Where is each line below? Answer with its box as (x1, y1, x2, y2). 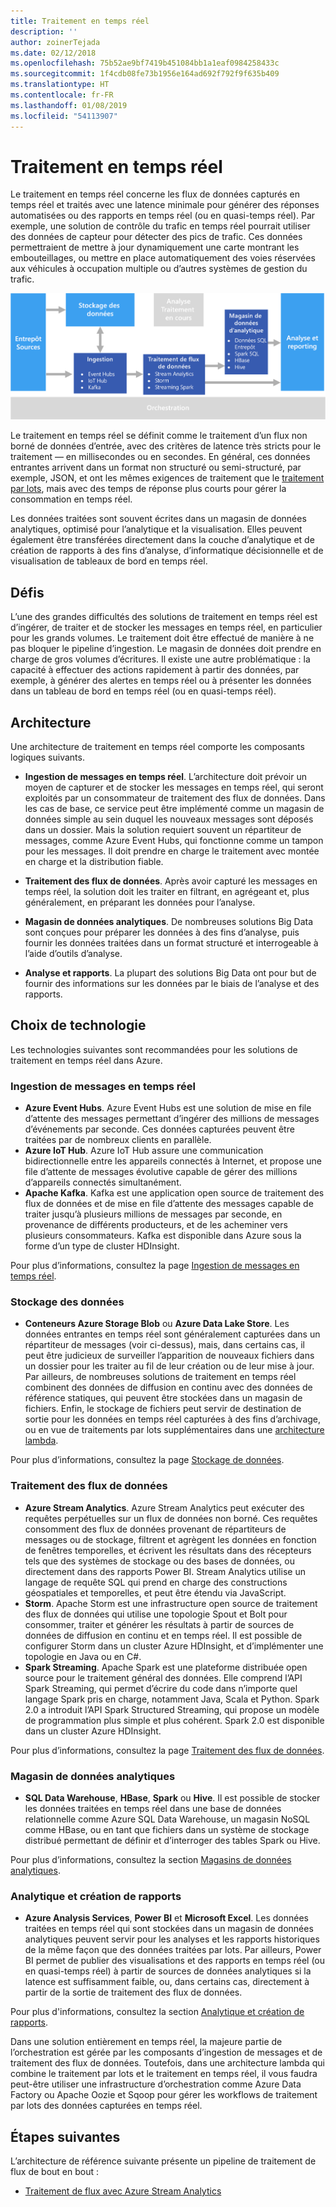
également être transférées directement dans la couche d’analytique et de (10, 534, 315, 546)
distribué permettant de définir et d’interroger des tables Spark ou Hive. (24, 1835, 321, 1847)
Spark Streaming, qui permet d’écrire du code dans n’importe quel (24, 1682, 298, 1694)
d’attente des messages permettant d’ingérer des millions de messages (24, 1113, 320, 1125)
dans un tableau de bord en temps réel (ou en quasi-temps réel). (10, 685, 277, 697)
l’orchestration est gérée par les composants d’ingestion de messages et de (10, 2046, 323, 2059)
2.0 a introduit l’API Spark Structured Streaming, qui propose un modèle (24, 1703, 320, 1715)
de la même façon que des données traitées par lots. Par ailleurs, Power (24, 1944, 322, 1956)
